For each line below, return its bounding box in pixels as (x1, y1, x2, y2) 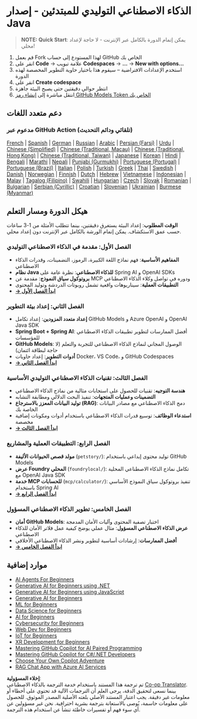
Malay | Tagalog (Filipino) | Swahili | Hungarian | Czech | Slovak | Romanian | (6, 176, 192, 183)
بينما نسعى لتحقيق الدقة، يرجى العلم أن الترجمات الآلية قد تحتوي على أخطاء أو (6, 687, 176, 694)
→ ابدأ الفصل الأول (15, 287, 56, 295)
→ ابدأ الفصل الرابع (15, 490, 57, 497)
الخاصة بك (15, 406, 38, 413)
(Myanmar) (6, 189, 34, 196)
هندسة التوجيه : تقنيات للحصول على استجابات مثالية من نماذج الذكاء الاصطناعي (15, 387, 185, 394)
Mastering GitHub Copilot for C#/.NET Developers (15, 651, 136, 658)
